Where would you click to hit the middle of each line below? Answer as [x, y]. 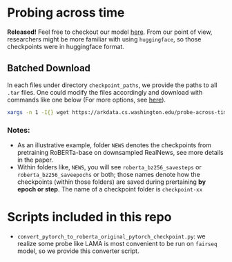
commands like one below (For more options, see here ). [87, 100]
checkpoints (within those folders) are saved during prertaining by [111, 182]
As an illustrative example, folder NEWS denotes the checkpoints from [114, 145]
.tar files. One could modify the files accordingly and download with [105, 92]
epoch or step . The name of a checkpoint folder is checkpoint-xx [110, 189]
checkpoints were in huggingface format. [66, 46]
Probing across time [66, 13]
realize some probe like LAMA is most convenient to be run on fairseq [117, 243]
